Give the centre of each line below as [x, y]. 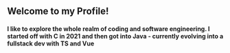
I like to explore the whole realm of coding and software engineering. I [108, 29]
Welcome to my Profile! [58, 11]
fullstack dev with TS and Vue [51, 43]
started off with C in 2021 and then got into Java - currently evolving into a [115, 36]
